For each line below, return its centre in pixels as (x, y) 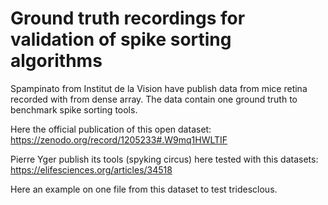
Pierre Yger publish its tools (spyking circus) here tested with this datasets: (164, 159)
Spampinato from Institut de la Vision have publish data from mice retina (159, 88)
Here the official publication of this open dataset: (111, 129)
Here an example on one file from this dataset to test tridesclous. (144, 189)
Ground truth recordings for (128, 18)
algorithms (56, 61)
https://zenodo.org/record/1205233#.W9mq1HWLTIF (119, 139)
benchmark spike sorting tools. (74, 109)
